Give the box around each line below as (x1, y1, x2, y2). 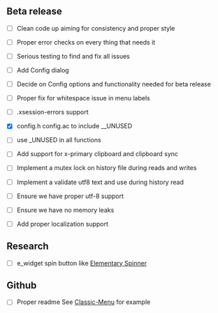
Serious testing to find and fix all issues (16, 52, 130, 60)
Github (6, 280, 37, 291)
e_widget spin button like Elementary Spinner (16, 259, 147, 267)
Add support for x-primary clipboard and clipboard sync (16, 150, 179, 158)
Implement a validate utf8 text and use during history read (16, 178, 184, 186)
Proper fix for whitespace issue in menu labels (16, 94, 151, 102)
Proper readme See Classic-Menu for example (16, 298, 151, 306)
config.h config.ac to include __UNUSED (16, 122, 133, 130)
